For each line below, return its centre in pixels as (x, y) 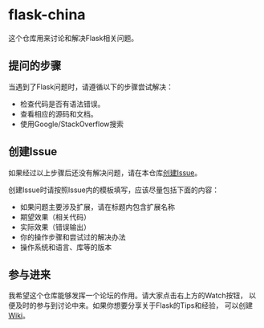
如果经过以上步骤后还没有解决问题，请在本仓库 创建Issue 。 (105, 172)
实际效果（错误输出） (55, 227)
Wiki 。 (19, 316)
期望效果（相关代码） (55, 217)
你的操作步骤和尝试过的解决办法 (73, 237)
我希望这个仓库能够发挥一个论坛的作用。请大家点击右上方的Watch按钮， (128, 296)
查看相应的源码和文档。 (59, 113)
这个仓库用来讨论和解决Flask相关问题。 (73, 38)
